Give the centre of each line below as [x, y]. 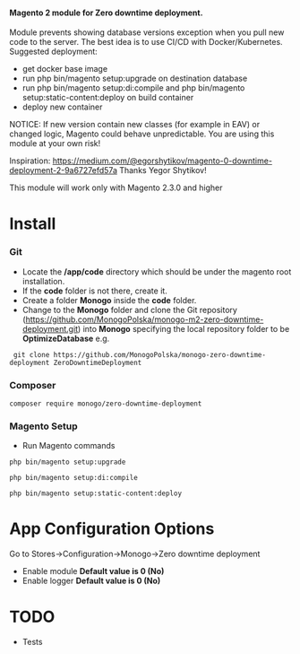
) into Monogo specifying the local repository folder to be [184, 328]
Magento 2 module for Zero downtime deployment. [106, 13]
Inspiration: [30, 161]
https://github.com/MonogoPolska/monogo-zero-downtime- [160, 354]
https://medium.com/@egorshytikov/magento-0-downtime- [163, 161]
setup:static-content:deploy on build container [108, 98]
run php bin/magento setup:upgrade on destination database [135, 78]
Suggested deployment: [54, 52]
